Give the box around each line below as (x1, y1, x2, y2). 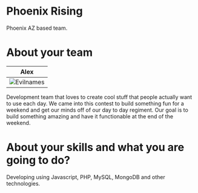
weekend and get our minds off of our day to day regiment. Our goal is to (6, 106, 189, 113)
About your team (6, 46, 93, 59)
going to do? (6, 154, 71, 168)
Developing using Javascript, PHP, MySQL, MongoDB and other (6, 173, 165, 180)
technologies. (6, 180, 41, 187)
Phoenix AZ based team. (6, 24, 68, 32)
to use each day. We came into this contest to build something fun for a (6, 100, 185, 107)
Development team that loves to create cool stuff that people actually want (6, 93, 193, 101)
